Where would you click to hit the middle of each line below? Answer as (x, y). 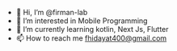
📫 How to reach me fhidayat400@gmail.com (91, 38)
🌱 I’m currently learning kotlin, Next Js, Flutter (92, 29)
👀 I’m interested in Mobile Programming (82, 21)
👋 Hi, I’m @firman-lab (52, 12)
